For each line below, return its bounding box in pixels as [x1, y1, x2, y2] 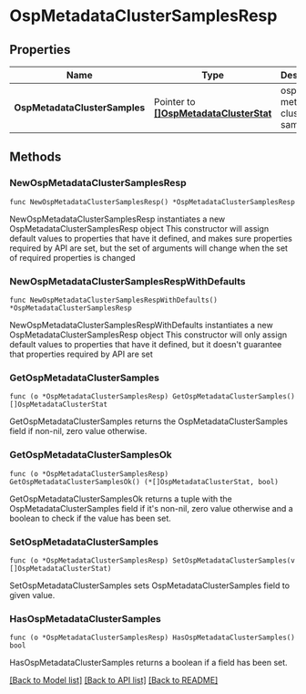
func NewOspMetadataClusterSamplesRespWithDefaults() [9, 295, 219, 305]
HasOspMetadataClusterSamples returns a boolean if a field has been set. [9, 658, 289, 668]
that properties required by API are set [9, 348, 153, 359]
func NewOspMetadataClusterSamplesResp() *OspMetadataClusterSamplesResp [9, 197, 296, 206]
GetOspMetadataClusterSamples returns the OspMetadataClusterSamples [9, 416, 289, 427]
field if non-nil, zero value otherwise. [9, 426, 148, 437]
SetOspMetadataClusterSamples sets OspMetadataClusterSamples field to [9, 580, 290, 591]
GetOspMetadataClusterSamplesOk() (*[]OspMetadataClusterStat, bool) [9, 477, 280, 486]
